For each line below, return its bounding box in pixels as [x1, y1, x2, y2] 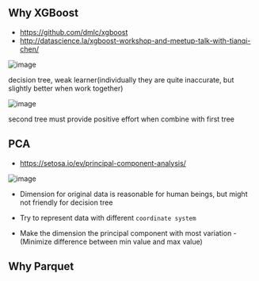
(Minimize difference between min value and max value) [19, 237, 204, 246]
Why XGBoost [8, 6, 79, 20]
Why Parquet [8, 260, 74, 273]
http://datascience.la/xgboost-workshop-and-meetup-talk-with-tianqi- [19, 36, 251, 45]
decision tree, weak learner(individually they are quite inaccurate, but [8, 75, 234, 84]
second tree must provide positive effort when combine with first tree [8, 114, 235, 124]
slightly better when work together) [8, 83, 124, 93]
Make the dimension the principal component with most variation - [19, 228, 238, 237]
